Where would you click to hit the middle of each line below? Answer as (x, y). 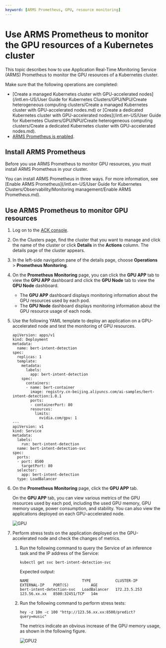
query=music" (33, 617)
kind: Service (27, 431)
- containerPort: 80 (52, 405)
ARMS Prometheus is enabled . (43, 136)
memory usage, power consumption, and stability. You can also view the (86, 509)
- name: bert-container (50, 388)
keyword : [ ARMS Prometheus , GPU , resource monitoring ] (63, 10)
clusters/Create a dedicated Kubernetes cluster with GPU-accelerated (84, 126)
